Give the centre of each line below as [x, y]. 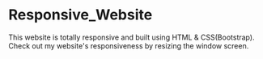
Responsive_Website [81, 15]
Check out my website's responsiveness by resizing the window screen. [129, 45]
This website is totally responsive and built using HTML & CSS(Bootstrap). [131, 37]
